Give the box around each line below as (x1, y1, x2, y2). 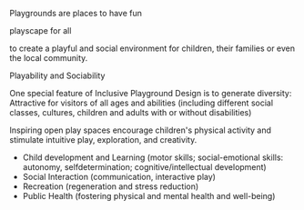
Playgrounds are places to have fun (9, 8, 143, 18)
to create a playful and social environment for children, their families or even (9, 43, 296, 54)
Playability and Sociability (9, 70, 106, 81)
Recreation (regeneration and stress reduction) (22, 181, 199, 192)
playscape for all (9, 25, 72, 35)
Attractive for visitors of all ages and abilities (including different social (9, 97, 274, 108)
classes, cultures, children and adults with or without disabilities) (9, 107, 252, 117)
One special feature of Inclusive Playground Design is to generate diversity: (9, 88, 292, 98)
